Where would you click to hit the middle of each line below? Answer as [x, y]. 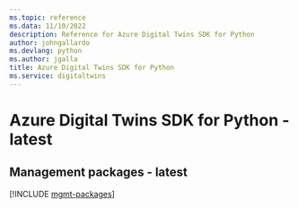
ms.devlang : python [46, 51]
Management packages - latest [99, 173]
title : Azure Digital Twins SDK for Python [92, 68]
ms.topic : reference [48, 17]
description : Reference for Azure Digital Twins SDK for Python [132, 34]
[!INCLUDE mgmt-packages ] [62, 194]
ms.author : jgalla [44, 59]
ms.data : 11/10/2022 [48, 26]
